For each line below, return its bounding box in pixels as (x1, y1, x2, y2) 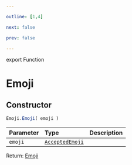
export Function (6, 56, 45, 63)
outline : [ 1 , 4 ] (6, 14, 43, 19)
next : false (6, 24, 35, 30)
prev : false (6, 35, 35, 41)
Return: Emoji (6, 152, 39, 159)
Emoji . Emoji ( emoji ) (6, 116, 59, 122)
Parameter (9, 129, 39, 137)
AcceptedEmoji (44, 139, 84, 146)
